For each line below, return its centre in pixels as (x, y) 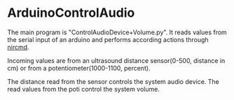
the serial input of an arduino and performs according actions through (108, 39)
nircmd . (18, 47)
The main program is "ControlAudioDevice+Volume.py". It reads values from (117, 32)
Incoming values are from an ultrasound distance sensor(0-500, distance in (116, 60)
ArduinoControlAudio (71, 13)
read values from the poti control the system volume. (83, 89)
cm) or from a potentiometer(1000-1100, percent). (79, 68)
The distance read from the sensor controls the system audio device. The (113, 81)
